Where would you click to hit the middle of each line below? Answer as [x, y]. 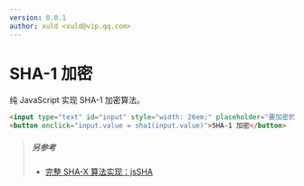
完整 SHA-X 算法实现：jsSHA [99, 172]
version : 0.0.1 [38, 18]
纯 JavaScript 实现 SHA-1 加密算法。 [77, 100]
